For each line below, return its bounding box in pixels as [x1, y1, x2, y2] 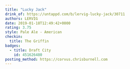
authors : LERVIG [5, 16, 38, 21]
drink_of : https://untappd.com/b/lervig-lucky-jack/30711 [5, 12, 125, 17]
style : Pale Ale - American [5, 30, 62, 34]
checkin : [5, 34, 23, 39]
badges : [5, 43, 21, 48]
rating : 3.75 [5, 25, 32, 30]
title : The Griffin [9, 39, 49, 44]
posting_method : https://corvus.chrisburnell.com [5, 57, 108, 62]
